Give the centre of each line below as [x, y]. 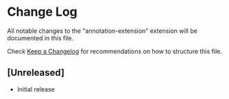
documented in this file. [40, 38]
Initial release [36, 89]
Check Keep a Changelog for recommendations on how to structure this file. [115, 51]
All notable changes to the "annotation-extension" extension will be [102, 31]
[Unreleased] [36, 73]
